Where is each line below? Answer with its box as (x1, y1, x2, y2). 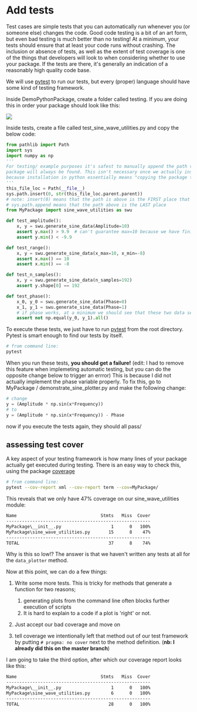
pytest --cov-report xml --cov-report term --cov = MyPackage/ (6, 485, 159, 491)
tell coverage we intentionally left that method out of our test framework (14, 632, 189, 640)
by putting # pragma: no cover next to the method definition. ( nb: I (14, 639, 175, 646)
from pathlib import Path (6, 141, 69, 147)
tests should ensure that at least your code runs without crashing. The (6, 42, 176, 49)
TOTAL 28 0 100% (6, 701, 151, 707)
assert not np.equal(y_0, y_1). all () (16, 315, 109, 321)
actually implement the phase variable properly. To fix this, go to (6, 378, 161, 385)
